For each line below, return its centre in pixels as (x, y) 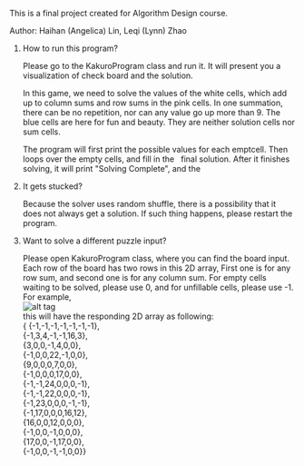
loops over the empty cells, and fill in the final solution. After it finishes (156, 159)
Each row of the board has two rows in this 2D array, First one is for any (157, 268)
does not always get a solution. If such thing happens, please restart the (157, 213)
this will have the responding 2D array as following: (118, 316)
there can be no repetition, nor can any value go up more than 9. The (152, 112)
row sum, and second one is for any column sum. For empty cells (144, 278)
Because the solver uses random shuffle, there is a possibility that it (149, 204)
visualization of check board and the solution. (108, 75)
